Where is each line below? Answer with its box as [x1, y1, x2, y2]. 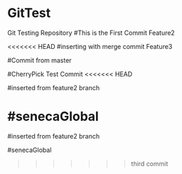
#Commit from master [7, 55, 73, 65]
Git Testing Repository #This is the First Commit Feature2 [7, 28, 176, 37]
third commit [131, 159, 168, 168]
